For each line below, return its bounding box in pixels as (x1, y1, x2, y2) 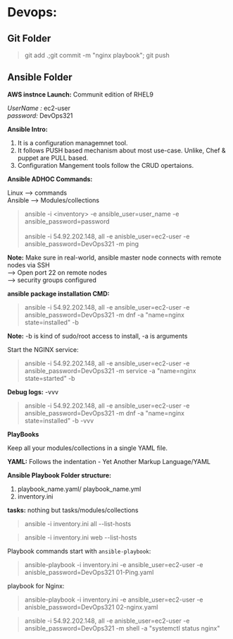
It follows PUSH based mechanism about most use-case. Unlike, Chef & (17, 146, 227, 154)
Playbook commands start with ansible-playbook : (7, 547, 151, 555)
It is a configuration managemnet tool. (17, 138, 128, 147)
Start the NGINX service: (7, 345, 79, 353)
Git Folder (7, 32, 51, 44)
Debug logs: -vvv (7, 387, 58, 396)
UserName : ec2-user (7, 104, 70, 112)
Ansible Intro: (7, 125, 48, 133)
